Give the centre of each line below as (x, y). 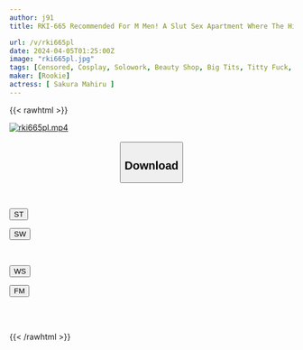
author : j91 (32, 18)
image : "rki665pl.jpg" (52, 60)
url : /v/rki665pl (42, 42)
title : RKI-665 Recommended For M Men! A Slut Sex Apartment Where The (147, 26)
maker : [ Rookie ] (40, 76)
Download (151, 166)
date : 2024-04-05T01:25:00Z (62, 51)
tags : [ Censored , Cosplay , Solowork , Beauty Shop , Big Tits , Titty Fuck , (151, 68)
